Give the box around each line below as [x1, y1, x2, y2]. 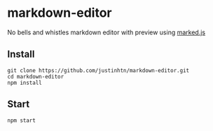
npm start [7, 117, 36, 124]
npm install [7, 79, 42, 86]
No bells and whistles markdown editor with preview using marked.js [7, 28, 205, 36]
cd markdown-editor [7, 73, 64, 80]
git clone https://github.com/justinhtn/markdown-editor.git [7, 67, 190, 74]
